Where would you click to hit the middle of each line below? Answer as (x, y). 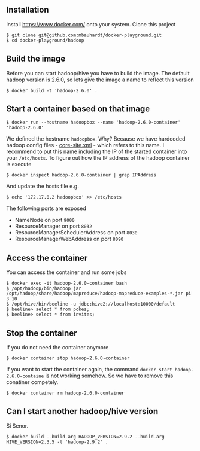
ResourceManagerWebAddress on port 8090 (69, 239)
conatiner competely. (32, 382)
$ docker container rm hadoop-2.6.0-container (65, 393)
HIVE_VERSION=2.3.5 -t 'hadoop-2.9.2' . (57, 442)
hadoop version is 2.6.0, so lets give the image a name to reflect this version (100, 80)
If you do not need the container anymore (57, 348)
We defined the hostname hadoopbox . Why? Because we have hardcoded (96, 139)
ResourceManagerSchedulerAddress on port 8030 (76, 233)
